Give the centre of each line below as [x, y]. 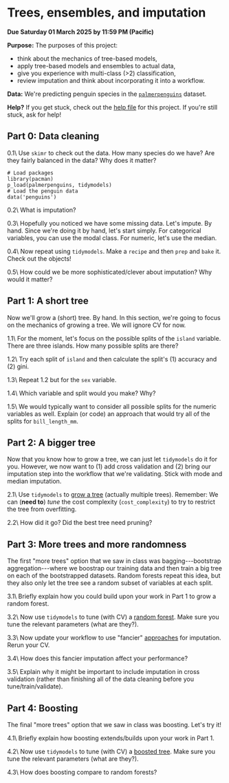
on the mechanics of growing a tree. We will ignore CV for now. [97, 325]
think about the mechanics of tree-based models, [87, 58]
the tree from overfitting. [42, 509]
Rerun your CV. [29, 645]
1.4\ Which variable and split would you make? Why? [81, 393]
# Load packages [30, 173]
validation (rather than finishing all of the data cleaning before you [101, 679]
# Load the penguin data [43, 191]
